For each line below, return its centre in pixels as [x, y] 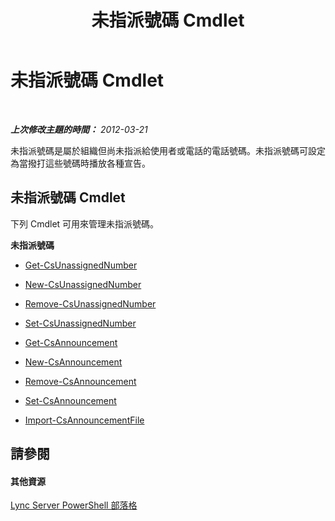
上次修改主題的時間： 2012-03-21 [79, 129]
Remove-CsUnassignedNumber [90, 303]
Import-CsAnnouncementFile [84, 420]
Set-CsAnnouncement [70, 400]
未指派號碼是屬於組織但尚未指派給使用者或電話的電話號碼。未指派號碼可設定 [168, 150]
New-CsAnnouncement [73, 362]
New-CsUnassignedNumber [83, 284]
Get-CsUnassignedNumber [81, 265]
